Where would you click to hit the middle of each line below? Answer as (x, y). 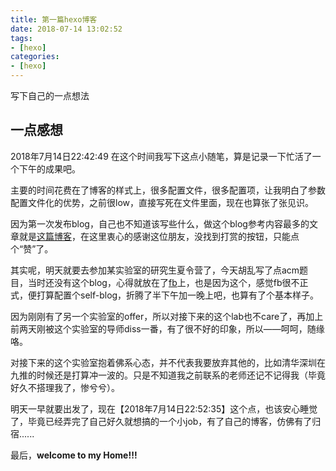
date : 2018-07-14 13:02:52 (66, 29)
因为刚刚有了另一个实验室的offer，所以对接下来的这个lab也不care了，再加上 (167, 316)
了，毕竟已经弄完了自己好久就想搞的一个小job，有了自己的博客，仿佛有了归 (166, 421)
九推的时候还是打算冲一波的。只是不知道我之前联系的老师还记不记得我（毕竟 (168, 375)
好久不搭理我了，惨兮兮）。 (65, 387)
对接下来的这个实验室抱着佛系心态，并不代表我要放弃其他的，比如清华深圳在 (168, 362)
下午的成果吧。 (49, 168)
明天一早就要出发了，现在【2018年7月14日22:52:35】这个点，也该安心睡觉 (164, 408)
